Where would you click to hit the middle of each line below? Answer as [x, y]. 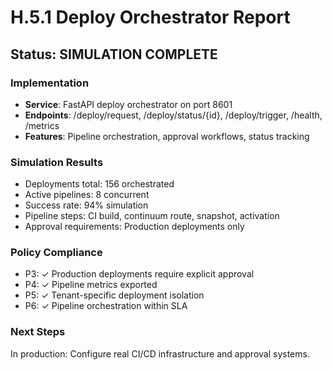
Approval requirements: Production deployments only [134, 227]
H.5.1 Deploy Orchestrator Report [150, 17]
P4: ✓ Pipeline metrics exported [91, 285]
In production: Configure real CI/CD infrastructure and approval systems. [160, 353]
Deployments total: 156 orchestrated [99, 184]
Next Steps [38, 332]
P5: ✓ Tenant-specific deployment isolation [114, 295]
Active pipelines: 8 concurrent [87, 195]
